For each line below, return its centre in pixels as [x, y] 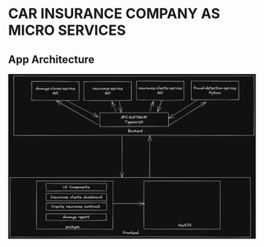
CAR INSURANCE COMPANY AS [114, 14]
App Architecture [51, 59]
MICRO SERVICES [67, 30]
